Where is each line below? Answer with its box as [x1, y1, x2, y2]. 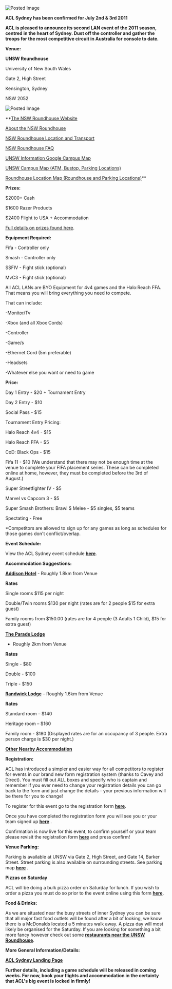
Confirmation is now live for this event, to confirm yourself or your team [5, 828, 157, 834]
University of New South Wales [5, 66, 71, 71]
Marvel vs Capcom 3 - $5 [5, 496, 60, 501]
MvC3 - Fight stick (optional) [5, 275, 66, 280]
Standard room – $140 [5, 711, 52, 716]
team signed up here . [5, 819, 52, 824]
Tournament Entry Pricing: [5, 419, 61, 425]
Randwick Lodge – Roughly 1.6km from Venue [5, 691, 103, 697]
